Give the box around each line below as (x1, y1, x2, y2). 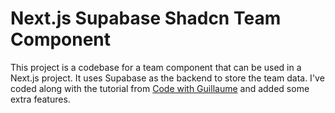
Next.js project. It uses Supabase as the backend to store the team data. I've (10, 72, 325, 84)
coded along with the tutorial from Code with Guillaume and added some (10, 82, 310, 94)
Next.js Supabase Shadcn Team (10, 7, 282, 30)
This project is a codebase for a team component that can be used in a (10, 61, 302, 73)
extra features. (10, 93, 71, 105)
